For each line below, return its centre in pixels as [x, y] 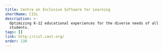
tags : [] [14, 32]
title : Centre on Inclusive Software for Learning [58, 9]
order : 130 [16, 41]
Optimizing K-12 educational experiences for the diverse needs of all [84, 23]
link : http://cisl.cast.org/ [35, 37]
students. [19, 28]
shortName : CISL [22, 14]
